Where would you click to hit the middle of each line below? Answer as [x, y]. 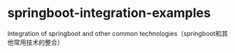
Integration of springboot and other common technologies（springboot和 [115, 33]
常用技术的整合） [38, 42]
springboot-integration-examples [109, 13]
